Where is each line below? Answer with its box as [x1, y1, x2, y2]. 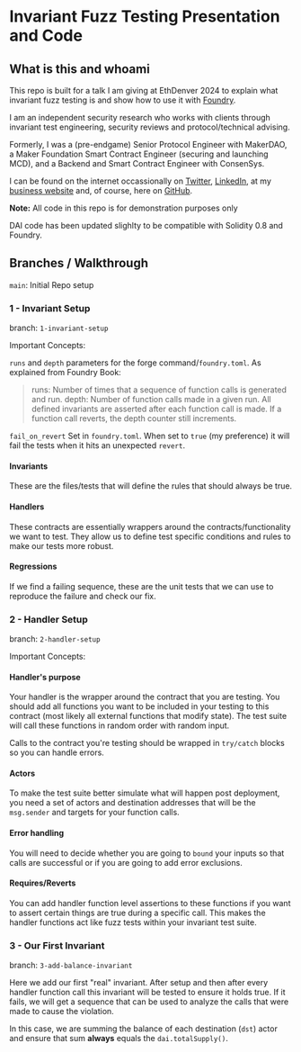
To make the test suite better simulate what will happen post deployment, [9, 787, 280, 798]
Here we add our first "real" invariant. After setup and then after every [9, 977, 269, 988]
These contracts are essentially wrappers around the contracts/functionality [9, 521, 291, 532]
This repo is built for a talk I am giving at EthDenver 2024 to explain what [9, 85, 279, 95]
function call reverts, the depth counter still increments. [31, 413, 237, 424]
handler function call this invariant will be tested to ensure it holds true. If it [9, 987, 286, 998]
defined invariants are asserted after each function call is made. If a [31, 403, 282, 415]
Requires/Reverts [9, 877, 76, 888]
